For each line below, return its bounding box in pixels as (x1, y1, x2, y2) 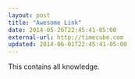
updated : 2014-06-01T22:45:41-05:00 (8, 41, 127, 48)
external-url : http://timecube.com (8, 33, 124, 41)
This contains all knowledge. (8, 62, 100, 71)
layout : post (8, 11, 51, 20)
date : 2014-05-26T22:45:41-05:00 (8, 26, 117, 34)
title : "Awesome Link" (8, 19, 82, 27)
